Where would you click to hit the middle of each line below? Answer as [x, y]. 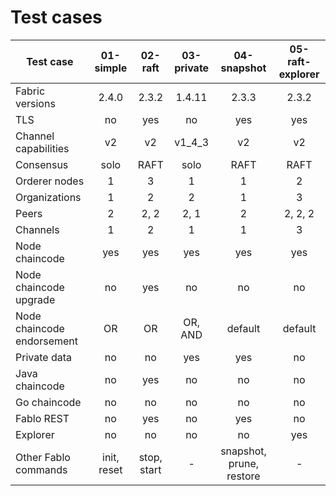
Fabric [30, 91]
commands [41, 469]
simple [111, 68]
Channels [37, 229]
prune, [244, 463]
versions [35, 103]
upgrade [35, 299]
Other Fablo [43, 457]
